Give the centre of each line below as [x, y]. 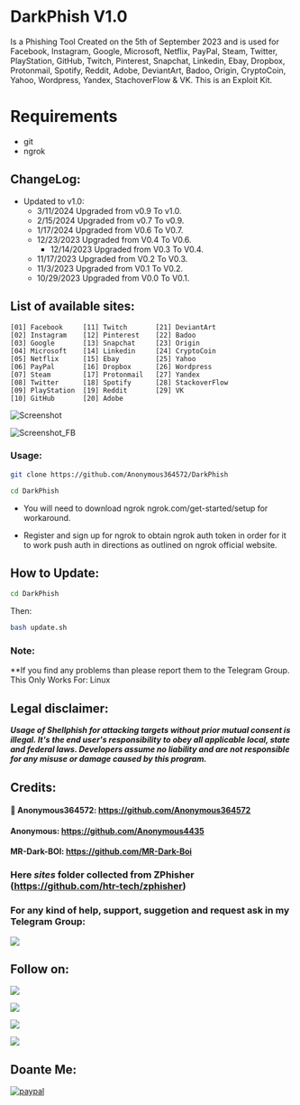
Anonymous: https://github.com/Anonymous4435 [108, 831]
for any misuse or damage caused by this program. [109, 759]
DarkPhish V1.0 [69, 17]
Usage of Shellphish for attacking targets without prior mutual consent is [150, 730]
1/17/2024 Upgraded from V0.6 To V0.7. [110, 230]
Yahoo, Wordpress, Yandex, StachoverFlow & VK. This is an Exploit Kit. [141, 79]
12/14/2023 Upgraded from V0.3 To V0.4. [127, 249]
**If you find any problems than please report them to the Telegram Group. [150, 671]
